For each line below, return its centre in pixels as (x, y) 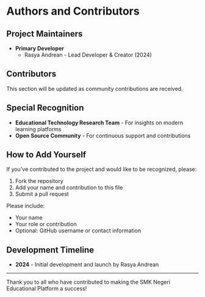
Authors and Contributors (73, 11)
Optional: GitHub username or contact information (78, 231)
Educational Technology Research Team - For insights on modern (99, 123)
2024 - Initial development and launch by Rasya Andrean (87, 265)
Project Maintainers (45, 34)
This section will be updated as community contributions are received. (95, 88)
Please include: (26, 206)
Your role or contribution (46, 224)
